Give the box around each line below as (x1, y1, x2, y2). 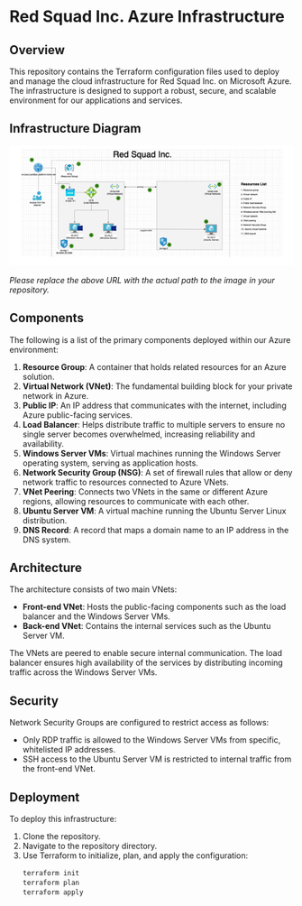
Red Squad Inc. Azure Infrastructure (9, 6, 286, 27)
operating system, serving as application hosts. (22, 458, 198, 468)
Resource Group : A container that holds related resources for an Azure (22, 361, 287, 372)
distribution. (22, 514, 68, 525)
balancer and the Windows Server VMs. (22, 611, 171, 622)
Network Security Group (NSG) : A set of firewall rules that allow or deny (22, 467, 293, 477)
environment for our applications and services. (9, 95, 183, 106)
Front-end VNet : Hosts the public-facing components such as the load (22, 602, 287, 613)
